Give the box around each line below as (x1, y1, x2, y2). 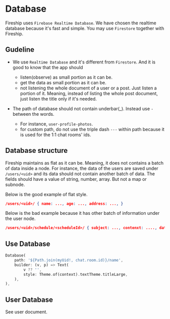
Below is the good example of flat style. (5, 191, 88, 197)
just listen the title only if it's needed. (20, 95, 97, 102)
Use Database (5, 239, 51, 248)
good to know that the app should (12, 64, 83, 70)
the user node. (5, 215, 36, 221)
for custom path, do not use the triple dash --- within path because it (20, 126, 164, 132)
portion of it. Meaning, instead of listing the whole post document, (20, 90, 158, 97)
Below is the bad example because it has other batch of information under (5, 210, 160, 216)
